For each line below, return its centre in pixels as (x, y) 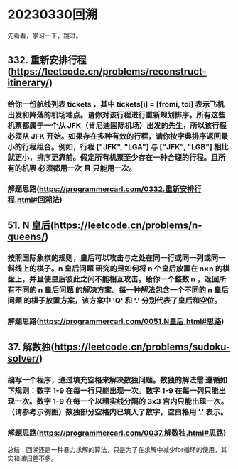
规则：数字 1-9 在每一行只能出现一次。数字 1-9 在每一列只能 (117, 390)
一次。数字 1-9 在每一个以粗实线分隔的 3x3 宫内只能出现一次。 (121, 401)
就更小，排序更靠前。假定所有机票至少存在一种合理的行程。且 (113, 158)
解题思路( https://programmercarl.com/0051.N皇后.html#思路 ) (116, 322)
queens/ (26, 236)
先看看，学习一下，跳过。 (45, 36)
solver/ (23, 359)
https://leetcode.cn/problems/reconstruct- (109, 72)
